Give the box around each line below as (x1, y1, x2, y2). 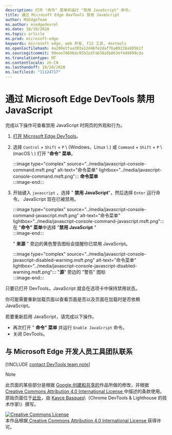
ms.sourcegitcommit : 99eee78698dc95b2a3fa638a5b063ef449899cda (5, 50, 144, 55)
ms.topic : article (5, 31, 45, 36)
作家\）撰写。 (9, 401, 39, 407)
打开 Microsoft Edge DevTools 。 (12, 133, 81, 139)
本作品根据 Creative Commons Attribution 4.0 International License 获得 (5, 417, 157, 424)
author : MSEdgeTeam (5, 17, 47, 22)
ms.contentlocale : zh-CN (5, 60, 59, 65)
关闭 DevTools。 (12, 331, 48, 337)
